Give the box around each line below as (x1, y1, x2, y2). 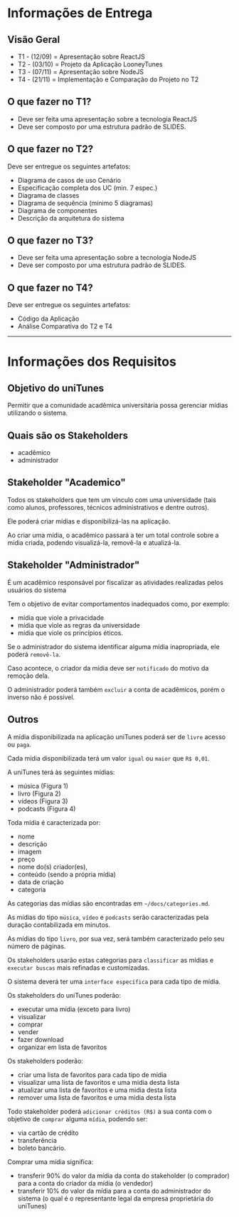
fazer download (17, 1035, 64, 1043)
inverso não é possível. (7, 693, 75, 701)
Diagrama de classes (17, 191, 80, 199)
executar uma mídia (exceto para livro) (17, 1005, 131, 1013)
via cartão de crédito (17, 1128, 79, 1137)
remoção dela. (7, 671, 50, 680)
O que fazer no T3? (7, 234, 94, 247)
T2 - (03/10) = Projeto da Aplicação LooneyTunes (17, 60, 163, 69)
